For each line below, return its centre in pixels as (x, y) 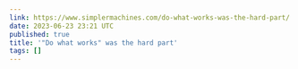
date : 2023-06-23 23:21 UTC (62, 26)
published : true (39, 34)
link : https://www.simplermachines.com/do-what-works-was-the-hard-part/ (150, 17)
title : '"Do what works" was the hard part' (94, 43)
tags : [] (26, 51)
